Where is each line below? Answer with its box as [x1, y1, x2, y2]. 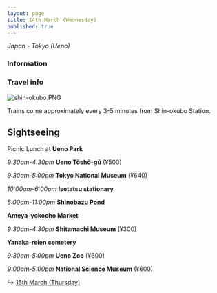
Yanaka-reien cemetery [7, 239, 76, 247]
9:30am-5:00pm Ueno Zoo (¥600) [7, 252, 105, 260]
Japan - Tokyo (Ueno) [7, 42, 70, 50]
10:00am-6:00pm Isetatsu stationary [7, 185, 114, 193]
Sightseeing [7, 126, 61, 138]
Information [7, 59, 48, 69]
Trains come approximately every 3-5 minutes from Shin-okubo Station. [7, 106, 211, 114]
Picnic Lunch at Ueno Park [7, 145, 83, 153]
